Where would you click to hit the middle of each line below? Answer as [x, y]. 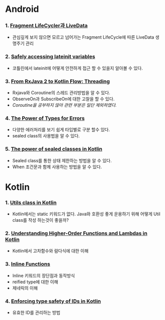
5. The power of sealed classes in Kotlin [54, 149]
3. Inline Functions [28, 264]
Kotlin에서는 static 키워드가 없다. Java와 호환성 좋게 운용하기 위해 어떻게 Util [86, 214]
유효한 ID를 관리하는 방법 [36, 313]
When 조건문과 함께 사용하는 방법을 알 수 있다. [57, 167]
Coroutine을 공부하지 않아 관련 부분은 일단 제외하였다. [64, 105]
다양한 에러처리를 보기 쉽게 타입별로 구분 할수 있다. [61, 129]
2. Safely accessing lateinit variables [50, 57]
